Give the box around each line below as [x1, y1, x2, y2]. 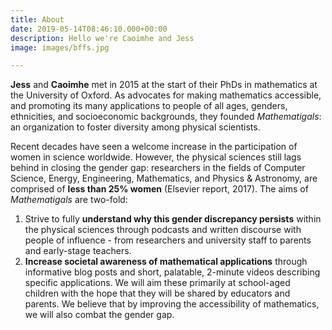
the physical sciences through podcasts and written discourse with [24, 224, 302, 236]
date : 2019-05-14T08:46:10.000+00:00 [10, 24, 168, 34]
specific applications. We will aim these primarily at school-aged [24, 277, 291, 289]
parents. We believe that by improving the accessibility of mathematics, [24, 298, 320, 310]
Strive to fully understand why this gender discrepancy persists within [24, 213, 322, 225]
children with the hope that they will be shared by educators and [24, 287, 291, 300]
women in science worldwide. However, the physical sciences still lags [10, 151, 302, 163]
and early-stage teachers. [24, 245, 132, 257]
